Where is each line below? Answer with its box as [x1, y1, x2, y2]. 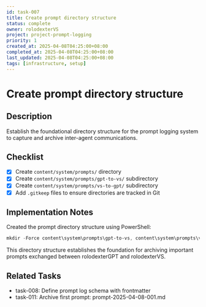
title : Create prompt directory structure [6, 15, 116, 21]
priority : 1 [6, 37, 37, 44]
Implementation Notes [6, 207, 94, 217]
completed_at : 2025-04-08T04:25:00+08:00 [6, 49, 114, 55]
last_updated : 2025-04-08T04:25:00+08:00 [6, 55, 114, 61]
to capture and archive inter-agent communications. [6, 134, 138, 141]
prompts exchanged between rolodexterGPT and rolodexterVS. [6, 253, 166, 260]
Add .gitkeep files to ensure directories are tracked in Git [15, 188, 161, 196]
